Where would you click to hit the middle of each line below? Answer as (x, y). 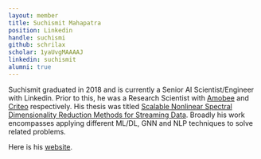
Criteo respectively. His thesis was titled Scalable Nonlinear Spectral (120, 106)
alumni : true (30, 67)
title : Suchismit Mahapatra (55, 23)
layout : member (33, 15)
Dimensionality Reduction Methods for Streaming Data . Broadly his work (127, 115)
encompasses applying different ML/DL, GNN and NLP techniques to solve (130, 123)
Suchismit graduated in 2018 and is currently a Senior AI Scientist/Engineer (131, 89)
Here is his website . (41, 146)
